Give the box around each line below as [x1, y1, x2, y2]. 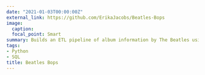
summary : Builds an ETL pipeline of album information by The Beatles [6, 37, 190, 43]
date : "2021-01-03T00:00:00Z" [6, 8, 84, 15]
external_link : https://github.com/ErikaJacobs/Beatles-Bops [6, 15, 165, 21]
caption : [12, 25, 34, 32]
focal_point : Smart [12, 31, 62, 37]
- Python [6, 48, 29, 54]
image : [6, 20, 23, 26]
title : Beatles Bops [6, 59, 59, 65]
